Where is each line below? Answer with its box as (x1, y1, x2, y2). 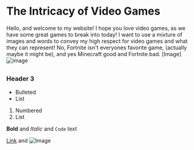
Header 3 (6, 74, 35, 83)
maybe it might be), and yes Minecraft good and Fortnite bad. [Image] (6, 50, 182, 57)
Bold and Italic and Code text (6, 125, 77, 132)
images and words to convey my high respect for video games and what (6, 37, 188, 45)
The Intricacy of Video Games (6, 4, 160, 18)
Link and (6, 137, 28, 144)
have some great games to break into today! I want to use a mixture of (6, 30, 183, 38)
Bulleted (15, 88, 37, 96)
